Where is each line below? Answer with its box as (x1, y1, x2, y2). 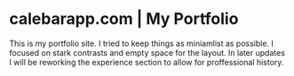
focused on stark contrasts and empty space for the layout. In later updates (9, 47, 286, 57)
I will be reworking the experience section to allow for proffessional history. (9, 57, 284, 67)
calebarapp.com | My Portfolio (9, 9, 239, 29)
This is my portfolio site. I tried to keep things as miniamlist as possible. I (9, 38, 274, 49)
